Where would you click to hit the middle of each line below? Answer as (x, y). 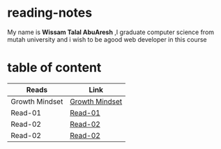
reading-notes (50, 13)
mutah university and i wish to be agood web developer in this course (107, 39)
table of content (54, 68)
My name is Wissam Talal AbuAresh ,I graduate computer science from (111, 32)
